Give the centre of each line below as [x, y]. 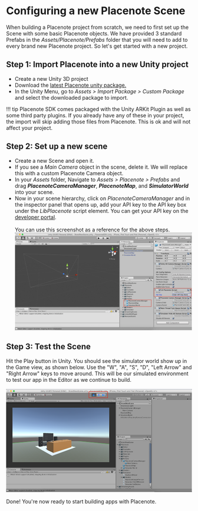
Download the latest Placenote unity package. [70, 85]
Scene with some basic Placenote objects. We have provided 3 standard [94, 33]
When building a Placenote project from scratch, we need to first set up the [98, 27]
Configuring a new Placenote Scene [96, 11]
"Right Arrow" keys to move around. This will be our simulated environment [97, 374]
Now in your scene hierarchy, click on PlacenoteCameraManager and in [102, 198]
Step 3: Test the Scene [49, 347]
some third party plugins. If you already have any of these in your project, [95, 115]
